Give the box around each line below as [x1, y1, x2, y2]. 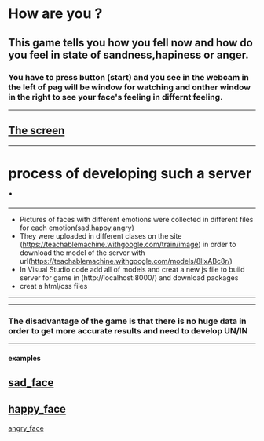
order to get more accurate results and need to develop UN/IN [8, 325, 248, 336]
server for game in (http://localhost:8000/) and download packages [19, 272, 239, 282]
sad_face [8, 376, 54, 389]
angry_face [8, 423, 45, 432]
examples [8, 353, 41, 363]
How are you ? [8, 5, 103, 23]
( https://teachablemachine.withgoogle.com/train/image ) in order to [19, 239, 236, 249]
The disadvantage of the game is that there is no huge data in [8, 315, 247, 326]
